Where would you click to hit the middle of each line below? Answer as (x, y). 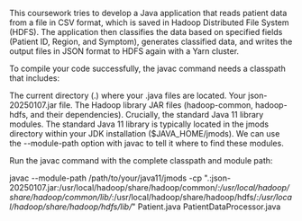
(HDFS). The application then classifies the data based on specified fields (146, 32)
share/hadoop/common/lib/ (61, 197)
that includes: (35, 78)
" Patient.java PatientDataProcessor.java (206, 207)
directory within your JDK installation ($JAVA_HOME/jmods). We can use (145, 133)
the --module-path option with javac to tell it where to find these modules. (146, 143)
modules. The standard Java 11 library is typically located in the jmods (139, 124)
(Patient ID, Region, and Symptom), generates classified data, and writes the (151, 41)
